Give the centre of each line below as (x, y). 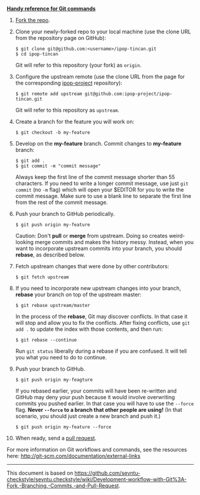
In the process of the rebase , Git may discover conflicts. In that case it (101, 317)
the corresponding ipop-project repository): (69, 83)
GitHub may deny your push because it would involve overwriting (95, 397)
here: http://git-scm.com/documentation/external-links (74, 456)
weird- (177, 236)
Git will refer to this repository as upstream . (67, 110)
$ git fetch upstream (42, 277)
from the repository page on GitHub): (61, 38)
